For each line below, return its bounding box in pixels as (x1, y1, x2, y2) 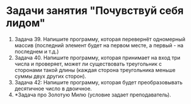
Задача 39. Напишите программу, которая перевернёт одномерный (14, 35, 186, 42)
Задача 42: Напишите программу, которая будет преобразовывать (14, 78, 183, 85)
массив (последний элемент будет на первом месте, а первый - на (14, 42, 184, 49)
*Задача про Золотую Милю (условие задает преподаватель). (14, 91, 171, 98)
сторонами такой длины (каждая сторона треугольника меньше (14, 66, 176, 73)
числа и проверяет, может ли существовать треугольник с (14, 60, 162, 67)
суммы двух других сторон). (14, 73, 86, 80)
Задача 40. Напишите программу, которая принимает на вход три (14, 54, 181, 61)
